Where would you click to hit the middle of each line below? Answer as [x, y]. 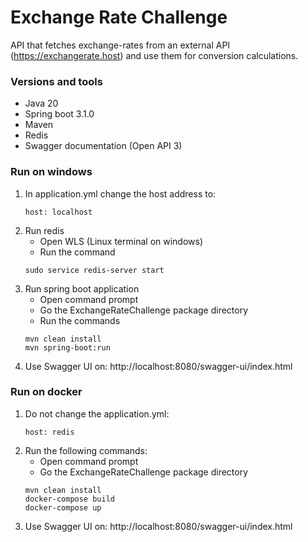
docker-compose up [63, 507]
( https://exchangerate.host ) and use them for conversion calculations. [154, 55]
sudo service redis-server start [94, 270]
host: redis [49, 432]
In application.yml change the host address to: [120, 193]
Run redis [44, 230]
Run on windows [51, 172]
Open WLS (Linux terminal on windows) [121, 241]
